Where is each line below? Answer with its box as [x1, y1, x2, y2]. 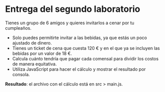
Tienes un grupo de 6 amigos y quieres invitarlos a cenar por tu [5, 20, 134, 26]
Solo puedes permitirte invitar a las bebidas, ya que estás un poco [12, 35, 147, 41]
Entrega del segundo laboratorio [5, 3, 140, 15]
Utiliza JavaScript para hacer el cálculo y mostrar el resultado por [12, 66, 146, 72]
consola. [12, 71, 30, 77]
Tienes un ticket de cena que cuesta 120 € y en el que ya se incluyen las [12, 45, 160, 51]
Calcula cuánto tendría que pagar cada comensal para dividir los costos [12, 55, 159, 61]
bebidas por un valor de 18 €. [12, 50, 72, 56]
